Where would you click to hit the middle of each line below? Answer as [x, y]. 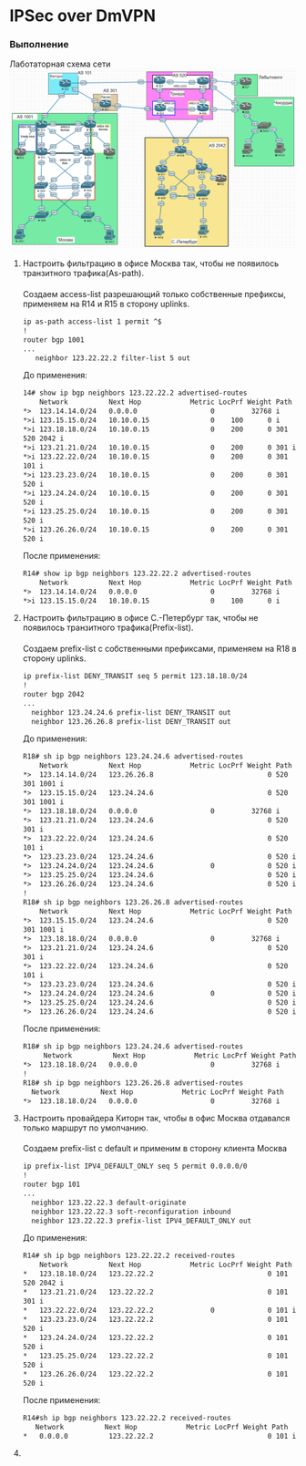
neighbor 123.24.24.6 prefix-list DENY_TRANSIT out [131, 712]
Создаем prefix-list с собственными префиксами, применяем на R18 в [160, 648]
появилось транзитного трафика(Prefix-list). [108, 628]
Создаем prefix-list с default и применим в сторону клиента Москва [155, 1149]
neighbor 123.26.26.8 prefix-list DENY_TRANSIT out [131, 721]
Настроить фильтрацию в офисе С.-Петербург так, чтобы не [140, 618]
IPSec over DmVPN [83, 16]
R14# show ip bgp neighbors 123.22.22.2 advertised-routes [137, 574]
